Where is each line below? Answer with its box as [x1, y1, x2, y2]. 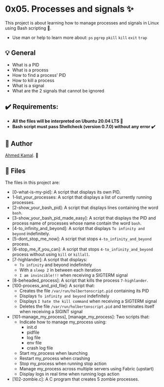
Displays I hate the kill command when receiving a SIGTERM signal [19, 298, 157, 304]
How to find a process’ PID [12, 72, 66, 78]
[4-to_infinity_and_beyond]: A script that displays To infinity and [12, 226, 145, 231]
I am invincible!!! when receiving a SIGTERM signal [19, 273, 128, 278]
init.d [26, 324, 37, 330]
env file [26, 340, 42, 346]
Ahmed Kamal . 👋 [5, 153, 39, 159]
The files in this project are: [5, 180, 60, 185]
